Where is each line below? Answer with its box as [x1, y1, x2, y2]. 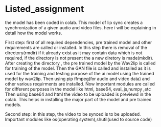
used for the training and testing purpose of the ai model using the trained [5, 70, 154, 76]
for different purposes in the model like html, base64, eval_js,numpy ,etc [5, 86, 151, 92]
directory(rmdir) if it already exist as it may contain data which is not [5, 50, 143, 56]
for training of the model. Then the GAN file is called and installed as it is [5, 65, 151, 71]
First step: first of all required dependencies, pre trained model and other [5, 39, 152, 45]
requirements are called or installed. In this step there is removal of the [5, 44, 148, 50]
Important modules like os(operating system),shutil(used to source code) [5, 116, 152, 122]
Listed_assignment [5, 3, 84, 15]
